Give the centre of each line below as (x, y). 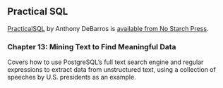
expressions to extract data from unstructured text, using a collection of (112, 70)
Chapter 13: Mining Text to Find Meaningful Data (92, 46)
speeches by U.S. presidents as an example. (72, 77)
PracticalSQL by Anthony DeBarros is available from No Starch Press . (108, 28)
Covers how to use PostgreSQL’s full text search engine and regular (106, 62)
